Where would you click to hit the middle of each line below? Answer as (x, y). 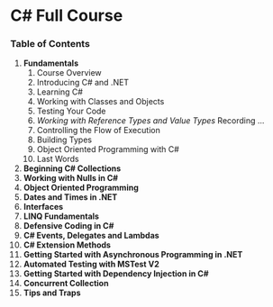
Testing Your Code (71, 111)
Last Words (58, 159)
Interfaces (43, 207)
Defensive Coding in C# (68, 226)
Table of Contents (50, 44)
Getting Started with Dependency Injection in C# (116, 274)
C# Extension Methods (67, 245)
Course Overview (69, 73)
